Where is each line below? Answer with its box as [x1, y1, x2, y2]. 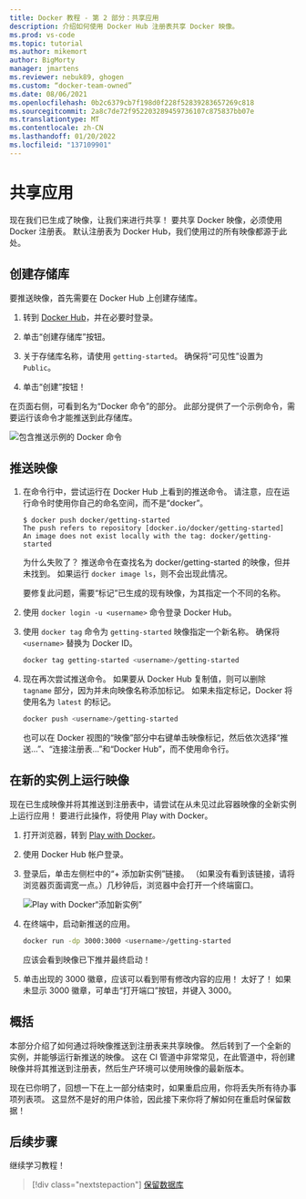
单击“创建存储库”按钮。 [22, 331, 111, 342]
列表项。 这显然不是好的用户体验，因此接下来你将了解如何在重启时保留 [16, 1093, 283, 1104]
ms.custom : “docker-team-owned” [9, 81, 132, 90]
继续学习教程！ [9, 1160, 66, 1171]
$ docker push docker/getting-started [22, 516, 170, 525]
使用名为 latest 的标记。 [22, 696, 117, 707]
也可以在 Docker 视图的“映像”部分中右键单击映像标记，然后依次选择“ [22, 733, 280, 743]
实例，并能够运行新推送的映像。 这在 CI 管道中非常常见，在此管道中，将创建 [9, 1051, 296, 1062]
